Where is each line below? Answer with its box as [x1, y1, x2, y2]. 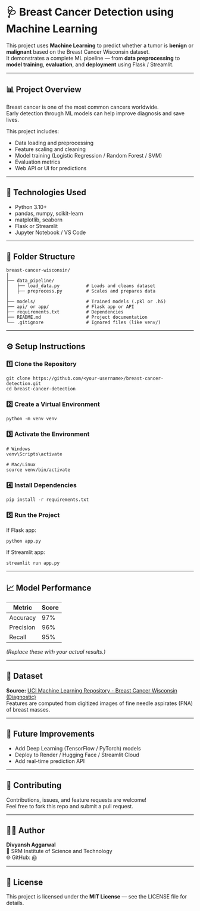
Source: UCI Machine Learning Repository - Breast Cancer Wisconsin [6, 687, 177, 694]
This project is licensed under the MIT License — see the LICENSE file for [6, 893, 187, 900]
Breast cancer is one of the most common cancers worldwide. [6, 103, 159, 110]
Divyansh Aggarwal [6, 841, 56, 848]
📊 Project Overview [6, 85, 82, 95]
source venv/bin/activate [6, 467, 70, 473]
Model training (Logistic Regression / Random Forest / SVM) [14, 152, 162, 159]
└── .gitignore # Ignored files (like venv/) [6, 319, 161, 326]
